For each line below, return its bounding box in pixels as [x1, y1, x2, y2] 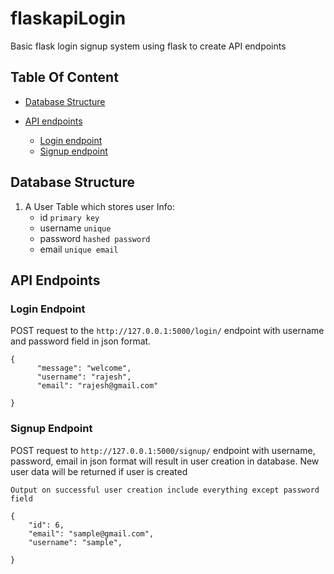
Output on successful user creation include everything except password [10, 485, 320, 495]
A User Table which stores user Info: [24, 200, 175, 212]
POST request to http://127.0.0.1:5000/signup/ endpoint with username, [10, 444, 316, 456]
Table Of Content [10, 69, 119, 86]
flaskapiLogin [10, 7, 127, 30]
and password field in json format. [10, 335, 152, 347]
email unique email [39, 243, 119, 255]
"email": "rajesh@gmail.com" [36, 381, 159, 391]
